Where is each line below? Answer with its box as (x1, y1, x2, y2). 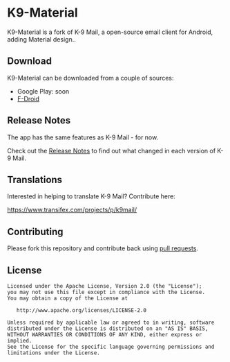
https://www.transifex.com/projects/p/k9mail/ (7, 206, 137, 214)
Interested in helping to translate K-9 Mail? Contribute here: (7, 192, 176, 200)
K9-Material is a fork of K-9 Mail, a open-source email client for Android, (7, 28, 213, 36)
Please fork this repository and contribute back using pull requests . (7, 244, 199, 252)
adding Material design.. (7, 35, 76, 43)
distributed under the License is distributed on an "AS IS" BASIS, (7, 325, 209, 332)
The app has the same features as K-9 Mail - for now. (7, 133, 159, 141)
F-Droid (17, 94, 39, 103)
